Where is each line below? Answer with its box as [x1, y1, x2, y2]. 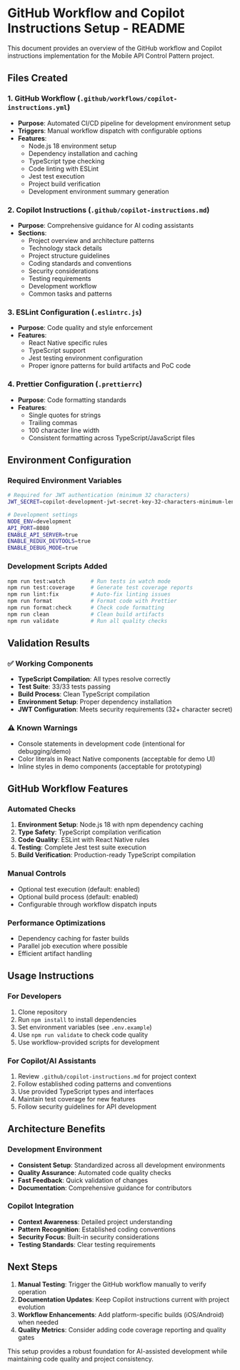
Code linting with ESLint [28, 164, 99, 173]
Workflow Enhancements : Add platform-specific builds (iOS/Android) [17, 1310, 224, 1319]
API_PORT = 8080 [7, 524, 50, 531]
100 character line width [28, 426, 100, 434]
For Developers [7, 991, 62, 1001]
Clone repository [17, 1007, 68, 1016]
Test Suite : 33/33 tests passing [17, 682, 111, 691]
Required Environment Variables [7, 475, 122, 485]
